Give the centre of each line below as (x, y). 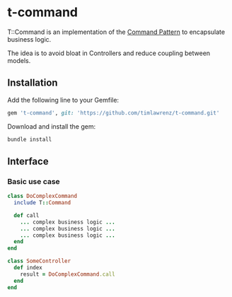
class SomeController (39, 261)
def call (27, 215)
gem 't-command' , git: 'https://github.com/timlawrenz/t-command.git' (114, 113)
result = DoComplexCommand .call (68, 274)
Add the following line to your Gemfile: (63, 100)
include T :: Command (42, 203)
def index (28, 268)
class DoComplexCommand (42, 196)
